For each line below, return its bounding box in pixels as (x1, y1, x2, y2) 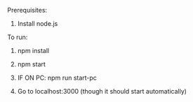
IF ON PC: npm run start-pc (17, 73, 97, 82)
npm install (17, 47, 50, 54)
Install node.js (17, 20, 58, 27)
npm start (17, 60, 46, 68)
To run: (7, 33, 28, 41)
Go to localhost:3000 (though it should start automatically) (17, 87, 187, 95)
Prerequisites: (7, 6, 48, 14)
